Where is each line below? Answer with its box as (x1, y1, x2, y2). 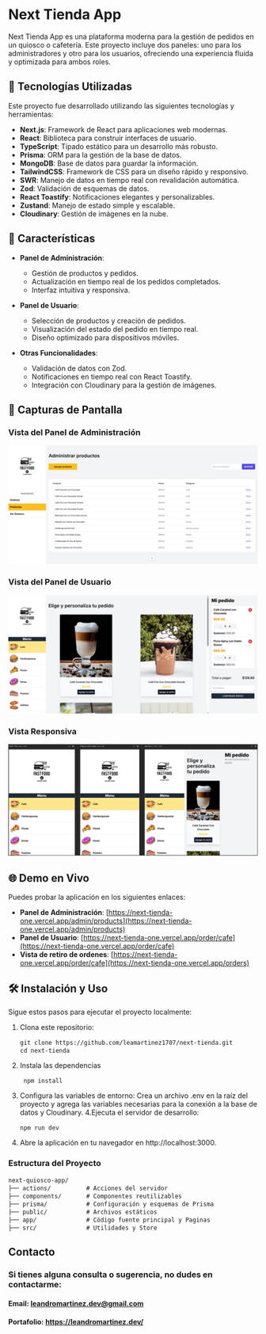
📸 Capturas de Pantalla (8, 402, 123, 417)
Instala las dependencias (19, 1060, 101, 1070)
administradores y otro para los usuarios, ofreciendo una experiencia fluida (8, 48, 253, 58)
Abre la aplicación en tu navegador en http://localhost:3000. (19, 1138, 217, 1147)
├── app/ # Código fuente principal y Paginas (8, 1216, 211, 1225)
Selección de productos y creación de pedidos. (31, 315, 186, 326)
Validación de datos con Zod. (31, 363, 127, 373)
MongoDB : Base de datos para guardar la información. (19, 158, 199, 168)
